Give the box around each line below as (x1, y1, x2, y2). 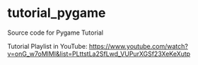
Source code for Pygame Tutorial (7, 28, 104, 37)
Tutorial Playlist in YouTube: (7, 42, 88, 50)
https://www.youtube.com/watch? (88, 42, 189, 50)
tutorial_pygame (7, 5, 106, 21)
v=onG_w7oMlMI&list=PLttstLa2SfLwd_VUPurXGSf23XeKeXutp (7, 49, 191, 58)
